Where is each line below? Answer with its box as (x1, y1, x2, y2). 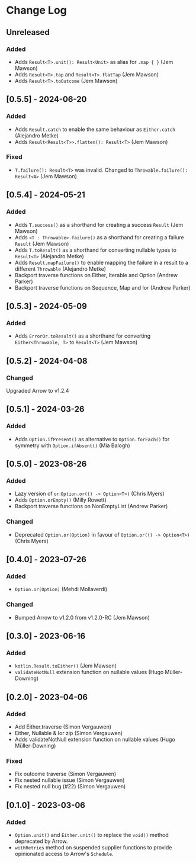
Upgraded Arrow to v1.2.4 (6, 387, 69, 394)
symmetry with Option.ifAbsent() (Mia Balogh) (14, 442, 130, 449)
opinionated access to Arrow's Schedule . (14, 850, 114, 857)
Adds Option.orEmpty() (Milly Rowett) (14, 496, 107, 503)
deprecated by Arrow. (14, 838, 68, 845)
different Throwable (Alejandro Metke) (14, 265, 107, 272)
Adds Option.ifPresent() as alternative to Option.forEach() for (14, 435, 170, 442)
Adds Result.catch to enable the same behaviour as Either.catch (14, 126, 176, 133)
